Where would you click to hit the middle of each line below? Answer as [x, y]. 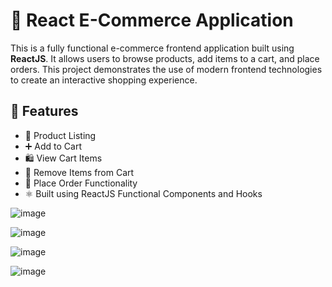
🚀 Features [44, 111]
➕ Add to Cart [53, 146]
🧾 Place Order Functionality [81, 183]
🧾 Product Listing [60, 135]
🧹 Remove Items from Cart [79, 172]
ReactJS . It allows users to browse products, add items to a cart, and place [165, 58]
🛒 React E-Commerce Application [152, 20]
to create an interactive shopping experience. [104, 80]
